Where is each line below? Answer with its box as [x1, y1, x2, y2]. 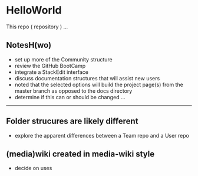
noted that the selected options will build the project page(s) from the [14, 81, 184, 88]
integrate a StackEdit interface [14, 69, 88, 76]
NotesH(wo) [6, 40, 52, 50]
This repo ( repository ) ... [6, 23, 68, 30]
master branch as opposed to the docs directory [14, 87, 133, 94]
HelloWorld [6, 4, 62, 17]
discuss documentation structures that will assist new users [14, 74, 160, 82]
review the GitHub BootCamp [14, 62, 86, 69]
